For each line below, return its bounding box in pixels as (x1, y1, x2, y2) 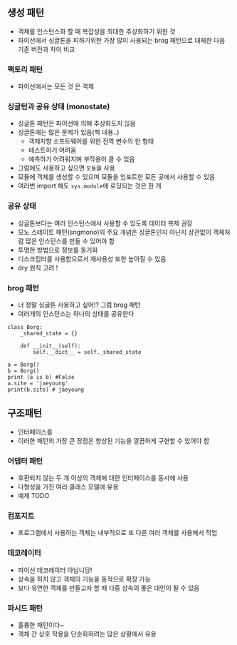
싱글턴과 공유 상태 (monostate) (7, 102, 110, 112)
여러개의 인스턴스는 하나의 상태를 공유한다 (17, 310, 135, 318)
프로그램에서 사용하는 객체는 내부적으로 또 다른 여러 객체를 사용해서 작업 (17, 529, 218, 537)
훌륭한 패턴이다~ (17, 621, 65, 629)
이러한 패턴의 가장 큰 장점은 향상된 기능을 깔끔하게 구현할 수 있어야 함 (17, 436, 210, 445)
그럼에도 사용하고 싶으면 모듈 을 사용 (17, 163, 115, 173)
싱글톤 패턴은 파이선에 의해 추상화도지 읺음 (17, 119, 137, 128)
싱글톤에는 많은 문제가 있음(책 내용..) (17, 128, 120, 137)
